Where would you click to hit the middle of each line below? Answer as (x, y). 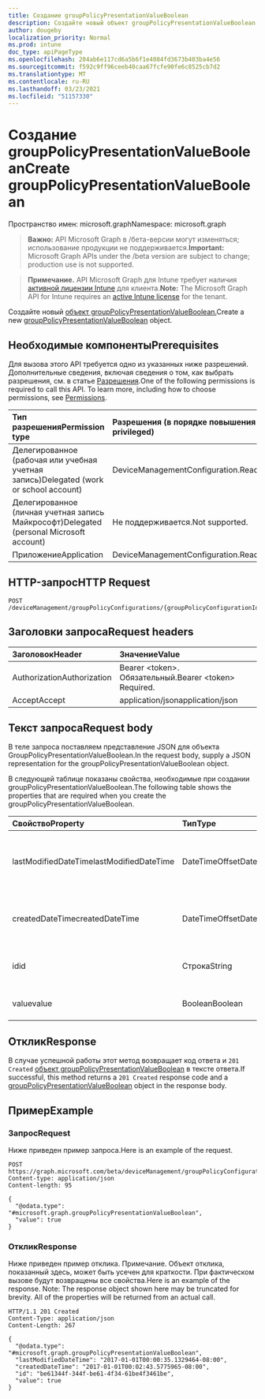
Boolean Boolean (212, 1004)
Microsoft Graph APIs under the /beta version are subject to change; (138, 256)
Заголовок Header (47, 654)
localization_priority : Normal (60, 37)
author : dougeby (35, 30)
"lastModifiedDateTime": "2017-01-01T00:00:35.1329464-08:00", (121, 1360)
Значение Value (149, 654)
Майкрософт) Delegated (57, 522)
